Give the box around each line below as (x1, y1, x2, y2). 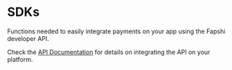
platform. (7, 55, 33, 63)
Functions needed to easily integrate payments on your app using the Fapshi (7, 27, 226, 35)
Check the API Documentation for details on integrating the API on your (7, 48, 211, 56)
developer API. (7, 34, 50, 42)
